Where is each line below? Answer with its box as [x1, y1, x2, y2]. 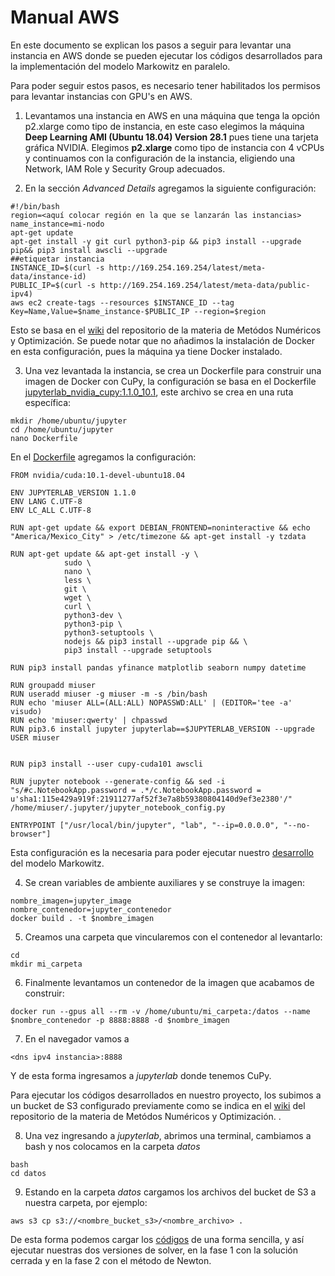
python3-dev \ [63, 610, 123, 620]
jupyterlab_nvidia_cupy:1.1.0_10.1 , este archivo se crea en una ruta [24, 386, 294, 398]
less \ [63, 575, 92, 585]
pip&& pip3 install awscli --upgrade [10, 245, 168, 255]
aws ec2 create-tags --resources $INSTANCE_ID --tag [10, 297, 235, 308]
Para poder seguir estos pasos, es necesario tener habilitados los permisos [10, 79, 321, 91]
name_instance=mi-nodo [10, 219, 105, 229]
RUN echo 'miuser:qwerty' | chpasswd [10, 715, 168, 725]
